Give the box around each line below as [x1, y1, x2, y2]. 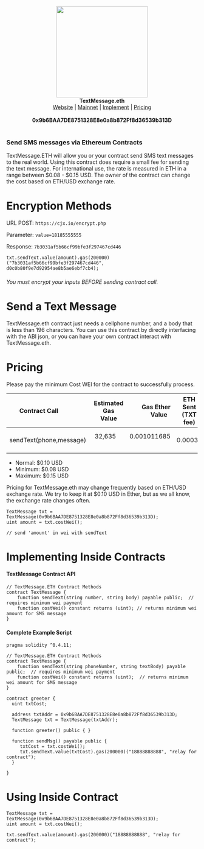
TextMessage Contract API [6, 570, 76, 578]
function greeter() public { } [12, 728, 91, 734]
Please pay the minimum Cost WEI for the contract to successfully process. [6, 381, 195, 388]
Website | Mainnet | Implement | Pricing [52, 104, 152, 111]
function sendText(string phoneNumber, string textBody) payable [17, 664, 186, 670]
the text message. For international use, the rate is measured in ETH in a [6, 165, 187, 172]
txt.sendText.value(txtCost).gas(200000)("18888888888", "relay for [19, 749, 197, 755]
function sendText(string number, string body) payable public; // [17, 594, 194, 601]
